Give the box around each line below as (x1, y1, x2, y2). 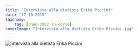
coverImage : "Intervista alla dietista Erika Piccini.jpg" (5, 27, 134, 32)
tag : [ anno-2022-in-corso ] (14, 21, 72, 27)
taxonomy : (5, 17, 27, 22)
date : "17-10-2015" (5, 12, 47, 17)
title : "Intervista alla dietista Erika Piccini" (5, 7, 113, 13)
